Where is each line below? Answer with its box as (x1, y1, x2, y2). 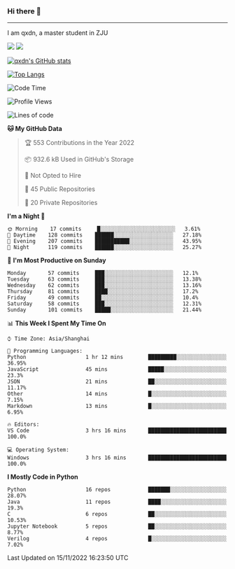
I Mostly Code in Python (7, 472, 78, 482)
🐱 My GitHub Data (7, 125, 63, 133)
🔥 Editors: (7, 421, 40, 428)
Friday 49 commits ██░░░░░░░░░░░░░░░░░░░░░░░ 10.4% (7, 294, 199, 302)
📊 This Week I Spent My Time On (7, 319, 106, 328)
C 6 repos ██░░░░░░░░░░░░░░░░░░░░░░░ (7, 511, 227, 518)
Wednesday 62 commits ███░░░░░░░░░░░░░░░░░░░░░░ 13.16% (7, 282, 201, 289)
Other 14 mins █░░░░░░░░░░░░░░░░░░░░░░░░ (7, 391, 227, 398)
